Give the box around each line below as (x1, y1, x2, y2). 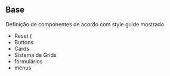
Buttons (14, 38, 34, 45)
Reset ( (14, 32, 32, 39)
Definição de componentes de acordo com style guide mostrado (5, 20, 165, 28)
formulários (14, 57, 43, 65)
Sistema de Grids (14, 51, 57, 59)
